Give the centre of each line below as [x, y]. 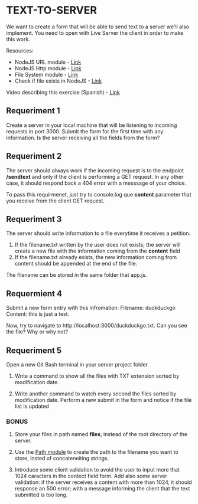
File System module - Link [46, 74]
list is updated [32, 406]
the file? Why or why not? [37, 332]
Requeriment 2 [34, 156]
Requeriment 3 [34, 219]
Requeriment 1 [33, 111]
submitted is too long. [41, 495]
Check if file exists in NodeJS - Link [58, 81]
